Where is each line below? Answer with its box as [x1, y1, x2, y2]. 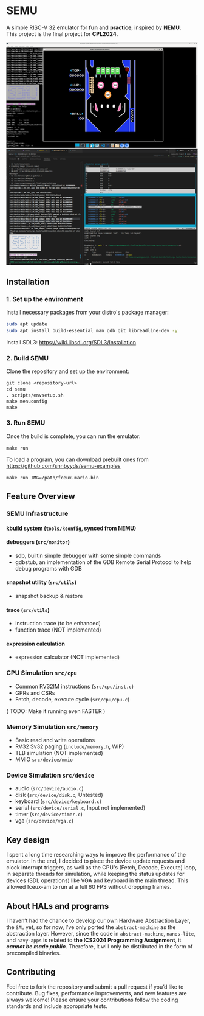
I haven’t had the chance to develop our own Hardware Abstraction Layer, [6, 917, 191, 924]
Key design [6, 835, 50, 845]
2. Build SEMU [6, 354, 49, 363]
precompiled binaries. [6, 949, 61, 956]
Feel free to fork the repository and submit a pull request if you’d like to [6, 983, 184, 990]
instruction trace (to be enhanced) [15, 620, 101, 627]
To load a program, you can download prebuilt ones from [6, 456, 149, 463]
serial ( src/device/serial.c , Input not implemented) [15, 804, 146, 812]
